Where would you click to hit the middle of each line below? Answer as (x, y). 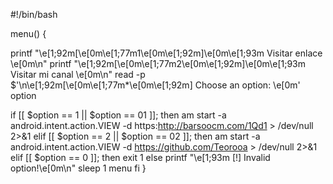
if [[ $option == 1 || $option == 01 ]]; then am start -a (118, 115)
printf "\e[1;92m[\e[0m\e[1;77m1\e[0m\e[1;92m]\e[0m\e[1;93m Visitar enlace (166, 53)
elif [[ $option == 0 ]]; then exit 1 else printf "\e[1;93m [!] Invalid (140, 157)
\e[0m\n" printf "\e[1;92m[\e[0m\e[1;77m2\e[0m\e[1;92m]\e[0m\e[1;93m (158, 63)
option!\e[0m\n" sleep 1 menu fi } (78, 168)
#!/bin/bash (34, 14)
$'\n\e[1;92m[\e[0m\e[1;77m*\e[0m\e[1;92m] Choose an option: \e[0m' (155, 85)
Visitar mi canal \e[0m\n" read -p (78, 74)
